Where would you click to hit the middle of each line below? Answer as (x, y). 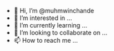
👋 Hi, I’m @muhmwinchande (54, 11)
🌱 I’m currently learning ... (50, 25)
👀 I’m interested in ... (43, 18)
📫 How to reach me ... (46, 40)
